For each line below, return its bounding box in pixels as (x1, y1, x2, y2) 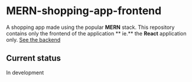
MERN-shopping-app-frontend (6, 4, 162, 18)
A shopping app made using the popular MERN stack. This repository (6, 24, 175, 31)
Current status (6, 53, 61, 63)
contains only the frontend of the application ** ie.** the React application (6, 29, 187, 37)
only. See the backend (6, 36, 61, 43)
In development (6, 69, 44, 76)
